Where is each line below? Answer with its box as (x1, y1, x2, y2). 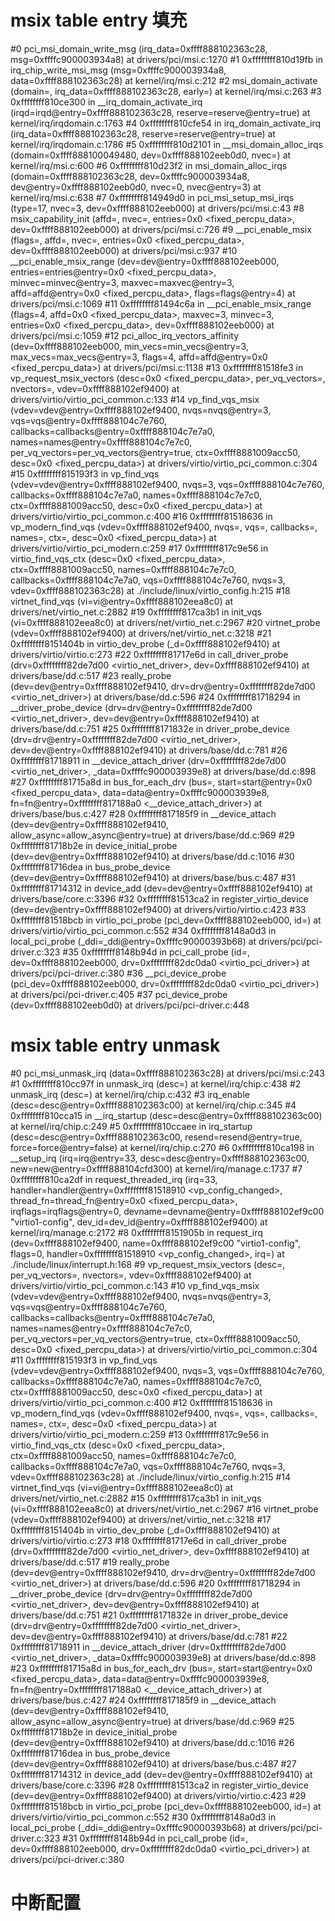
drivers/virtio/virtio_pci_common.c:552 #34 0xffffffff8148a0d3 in (10, 924, 277, 936)
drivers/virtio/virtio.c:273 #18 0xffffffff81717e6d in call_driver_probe (10, 1534, 287, 1546)
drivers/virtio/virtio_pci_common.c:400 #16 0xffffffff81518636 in (10, 510, 273, 522)
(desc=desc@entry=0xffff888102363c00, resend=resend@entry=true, (10, 1131, 303, 1143)
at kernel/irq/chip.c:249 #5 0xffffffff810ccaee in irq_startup (10, 1120, 253, 1132)
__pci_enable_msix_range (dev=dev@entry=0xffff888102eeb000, (10, 255, 280, 267)
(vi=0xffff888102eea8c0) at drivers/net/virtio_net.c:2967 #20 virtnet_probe (10, 616, 321, 628)
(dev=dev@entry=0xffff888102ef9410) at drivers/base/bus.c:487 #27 (10, 1757, 297, 1770)
